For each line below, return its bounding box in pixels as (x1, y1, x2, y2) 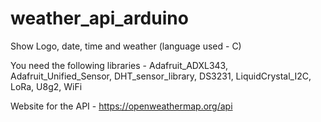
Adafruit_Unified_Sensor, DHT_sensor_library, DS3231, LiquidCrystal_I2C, (10, 70, 312, 82)
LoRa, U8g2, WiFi (10, 80, 83, 92)
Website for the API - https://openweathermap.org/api (10, 100, 233, 112)
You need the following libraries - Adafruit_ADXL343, (10, 59, 228, 71)
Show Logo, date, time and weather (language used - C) (10, 40, 242, 52)
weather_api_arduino (10, 7, 189, 30)
